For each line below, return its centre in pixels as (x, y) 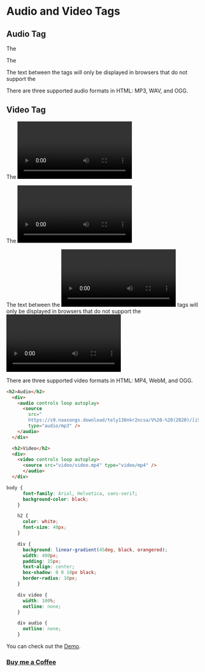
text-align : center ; (49, 567)
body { (15, 488)
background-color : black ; (55, 499)
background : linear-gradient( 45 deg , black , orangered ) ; (95, 549)
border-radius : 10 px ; (50, 578)
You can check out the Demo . (44, 646)
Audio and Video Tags (63, 11)
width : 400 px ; (41, 556)
